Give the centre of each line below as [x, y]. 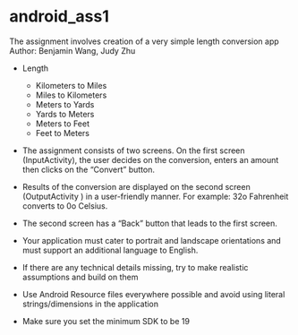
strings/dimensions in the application [90, 304]
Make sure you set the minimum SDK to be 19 [106, 321]
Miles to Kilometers [71, 95]
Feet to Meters [62, 133]
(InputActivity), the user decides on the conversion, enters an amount [150, 159]
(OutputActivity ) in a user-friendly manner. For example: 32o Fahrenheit [155, 196]
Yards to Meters [65, 114]
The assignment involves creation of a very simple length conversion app [144, 41]
